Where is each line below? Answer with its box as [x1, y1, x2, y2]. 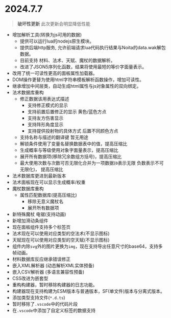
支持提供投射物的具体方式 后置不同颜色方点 [27, 128, 118, 134]
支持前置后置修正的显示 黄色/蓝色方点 [27, 108, 107, 114]
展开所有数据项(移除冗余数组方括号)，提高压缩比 [19, 153, 122, 160]
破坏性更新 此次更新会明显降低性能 [17, 21, 90, 27]
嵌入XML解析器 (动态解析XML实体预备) [12, 262, 95, 268]
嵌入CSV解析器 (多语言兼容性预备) [12, 269, 85, 275]
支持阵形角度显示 [27, 121, 64, 127]
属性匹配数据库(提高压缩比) [19, 192, 77, 198]
